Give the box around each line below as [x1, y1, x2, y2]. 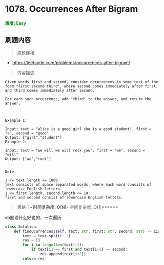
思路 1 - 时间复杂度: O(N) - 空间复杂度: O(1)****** [17, 204, 119, 210]
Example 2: [5, 139, 27, 144]
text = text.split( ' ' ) [22, 233, 71, 238]
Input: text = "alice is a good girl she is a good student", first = [5, 126, 152, 132]
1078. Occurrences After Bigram [5, 3, 138, 15]
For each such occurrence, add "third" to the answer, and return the [5, 96, 152, 101]
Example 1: [5, 118, 27, 123]
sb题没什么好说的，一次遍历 [5, 214, 61, 221]
